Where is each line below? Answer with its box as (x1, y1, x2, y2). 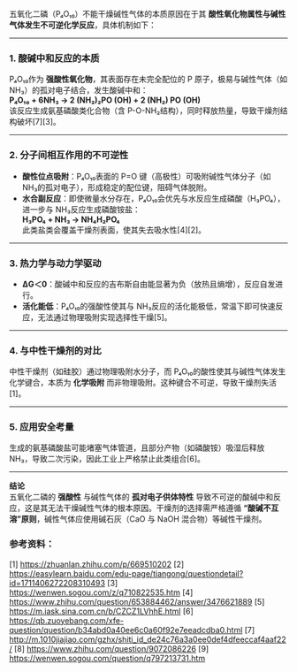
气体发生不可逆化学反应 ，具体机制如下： (9, 19, 156, 30)
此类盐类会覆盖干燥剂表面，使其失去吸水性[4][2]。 (21, 225, 206, 235)
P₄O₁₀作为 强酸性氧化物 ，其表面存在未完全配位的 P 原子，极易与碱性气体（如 (9, 74, 288, 85)
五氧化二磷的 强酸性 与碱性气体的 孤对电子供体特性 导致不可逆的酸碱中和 (9, 492, 274, 502)
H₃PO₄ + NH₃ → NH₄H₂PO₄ (21, 214, 121, 225)
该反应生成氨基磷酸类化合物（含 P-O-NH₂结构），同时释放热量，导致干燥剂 (9, 105, 280, 116)
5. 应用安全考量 (9, 421, 74, 433)
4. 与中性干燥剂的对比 (9, 344, 102, 356)
